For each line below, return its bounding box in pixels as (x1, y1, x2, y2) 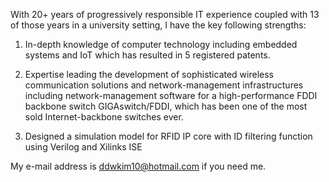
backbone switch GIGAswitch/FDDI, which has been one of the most (24, 100, 308, 112)
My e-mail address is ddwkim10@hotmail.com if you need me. (10, 160, 267, 172)
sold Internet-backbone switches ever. (24, 111, 184, 123)
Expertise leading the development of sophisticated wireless (24, 69, 274, 80)
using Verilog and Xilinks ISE (24, 141, 143, 153)
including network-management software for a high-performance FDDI (24, 90, 318, 101)
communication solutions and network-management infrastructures (24, 79, 304, 91)
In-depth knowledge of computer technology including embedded (24, 39, 298, 50)
